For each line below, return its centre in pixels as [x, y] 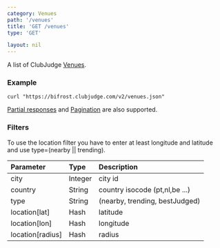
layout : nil [24, 45]
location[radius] [36, 234]
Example [22, 83]
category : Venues [32, 13]
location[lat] [30, 212]
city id [109, 178]
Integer [80, 178]
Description [118, 167]
